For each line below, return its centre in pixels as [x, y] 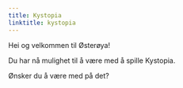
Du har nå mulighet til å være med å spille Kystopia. [92, 60]
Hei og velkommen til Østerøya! [59, 45]
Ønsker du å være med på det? [59, 75]
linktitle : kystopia [42, 23]
